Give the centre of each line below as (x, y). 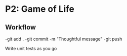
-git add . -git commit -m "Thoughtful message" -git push (64, 39)
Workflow (21, 27)
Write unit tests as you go (31, 48)
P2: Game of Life (40, 9)
